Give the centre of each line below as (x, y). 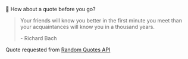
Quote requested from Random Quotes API (58, 50)
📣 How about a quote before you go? (51, 9)
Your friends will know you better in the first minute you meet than (101, 20)
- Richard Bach (38, 38)
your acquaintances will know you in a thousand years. (87, 27)
